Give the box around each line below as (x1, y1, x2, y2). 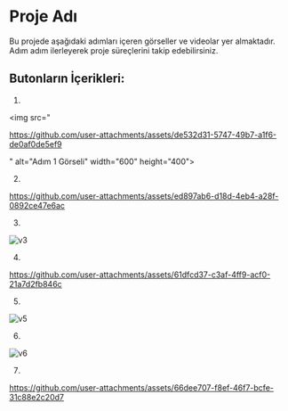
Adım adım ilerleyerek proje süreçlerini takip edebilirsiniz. (9, 45, 219, 55)
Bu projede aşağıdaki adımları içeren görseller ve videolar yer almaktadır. (9, 36, 276, 46)
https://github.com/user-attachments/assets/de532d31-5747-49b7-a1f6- (9, 129, 277, 140)
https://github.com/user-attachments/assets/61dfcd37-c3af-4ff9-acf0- (9, 269, 271, 280)
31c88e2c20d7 (9, 391, 65, 402)
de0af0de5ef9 (9, 138, 62, 149)
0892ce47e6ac (9, 200, 65, 210)
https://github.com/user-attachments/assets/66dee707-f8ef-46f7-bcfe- (9, 382, 274, 393)
